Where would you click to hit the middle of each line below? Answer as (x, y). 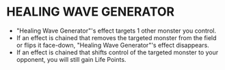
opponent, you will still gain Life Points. (71, 59)
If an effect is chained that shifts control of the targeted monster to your (117, 52)
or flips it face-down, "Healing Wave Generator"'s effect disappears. (112, 45)
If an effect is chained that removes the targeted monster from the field (116, 37)
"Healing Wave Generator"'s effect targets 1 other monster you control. (116, 31)
